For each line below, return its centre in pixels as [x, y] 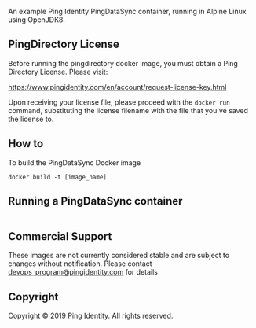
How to [26, 144]
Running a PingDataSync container [95, 201]
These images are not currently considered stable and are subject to [119, 256]
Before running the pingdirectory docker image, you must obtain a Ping [123, 63]
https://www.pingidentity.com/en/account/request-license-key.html [117, 87]
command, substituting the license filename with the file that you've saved [128, 110]
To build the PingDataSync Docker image [75, 162]
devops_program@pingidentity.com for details [83, 272]
